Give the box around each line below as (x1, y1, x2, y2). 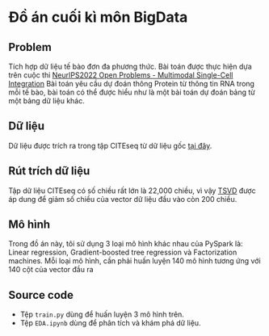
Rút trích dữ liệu (8, 164, 90, 178)
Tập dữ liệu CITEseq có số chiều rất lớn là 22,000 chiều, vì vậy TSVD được (8, 186, 256, 195)
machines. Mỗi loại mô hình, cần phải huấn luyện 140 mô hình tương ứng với (8, 256, 261, 266)
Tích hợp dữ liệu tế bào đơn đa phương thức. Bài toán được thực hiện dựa (8, 61, 252, 71)
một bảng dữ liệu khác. (8, 96, 85, 105)
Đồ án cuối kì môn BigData (8, 8, 188, 27)
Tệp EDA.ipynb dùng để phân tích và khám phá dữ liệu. (19, 318, 201, 328)
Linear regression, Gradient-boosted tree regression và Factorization (8, 247, 237, 258)
